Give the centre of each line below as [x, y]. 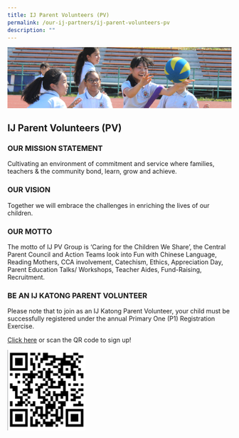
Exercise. [21, 326]
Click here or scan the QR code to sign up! [69, 340]
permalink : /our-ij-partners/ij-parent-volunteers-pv [89, 22]
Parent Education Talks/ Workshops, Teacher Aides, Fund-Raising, [105, 269]
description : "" [31, 30]
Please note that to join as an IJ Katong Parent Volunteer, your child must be [118, 311]
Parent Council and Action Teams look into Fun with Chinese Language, [112, 254]
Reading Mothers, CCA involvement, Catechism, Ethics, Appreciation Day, [115, 262]
